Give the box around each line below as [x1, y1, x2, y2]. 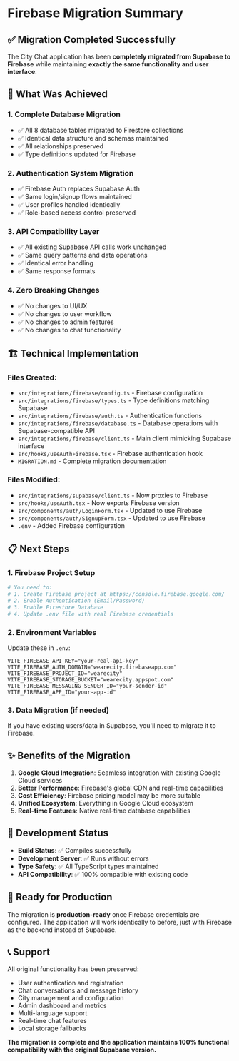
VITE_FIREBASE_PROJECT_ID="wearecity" [7, 669, 123, 677]
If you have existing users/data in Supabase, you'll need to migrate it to [7, 721, 216, 730]
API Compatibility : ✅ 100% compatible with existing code [17, 870, 188, 878]
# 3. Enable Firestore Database [7, 604, 103, 611]
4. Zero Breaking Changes [7, 285, 100, 295]
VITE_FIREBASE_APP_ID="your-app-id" [7, 689, 116, 696]
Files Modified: [7, 474, 61, 484]
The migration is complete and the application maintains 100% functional [7, 1038, 230, 1047]
